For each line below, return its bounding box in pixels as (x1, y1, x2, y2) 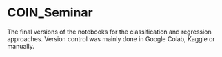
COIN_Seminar (7, 5, 93, 21)
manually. (7, 42, 34, 50)
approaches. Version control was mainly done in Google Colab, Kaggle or (7, 34, 215, 43)
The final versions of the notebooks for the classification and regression (7, 27, 212, 36)
